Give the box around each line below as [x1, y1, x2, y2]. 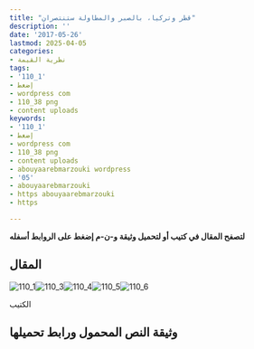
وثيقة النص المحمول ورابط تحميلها [9, 325, 178, 340]
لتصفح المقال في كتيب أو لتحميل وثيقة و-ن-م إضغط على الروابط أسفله [9, 231, 246, 241]
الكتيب [9, 298, 32, 309]
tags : [9, 64, 30, 73]
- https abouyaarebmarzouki [9, 190, 116, 199]
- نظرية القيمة [9, 55, 67, 64]
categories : [9, 47, 54, 56]
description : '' [9, 22, 71, 31]
